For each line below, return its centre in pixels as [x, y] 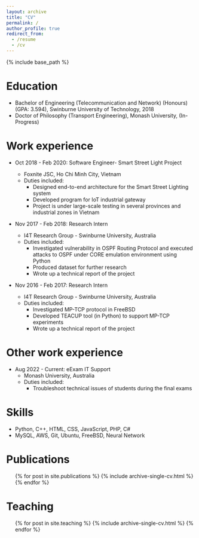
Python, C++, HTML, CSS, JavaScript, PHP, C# [73, 429]
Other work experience [65, 352]
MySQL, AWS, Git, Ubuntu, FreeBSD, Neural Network [80, 435]
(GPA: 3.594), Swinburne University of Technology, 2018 [84, 109]
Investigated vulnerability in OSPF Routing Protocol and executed [113, 248]
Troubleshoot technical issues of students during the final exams [112, 388]
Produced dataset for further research [79, 267]
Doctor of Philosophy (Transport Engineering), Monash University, [96, 115]
